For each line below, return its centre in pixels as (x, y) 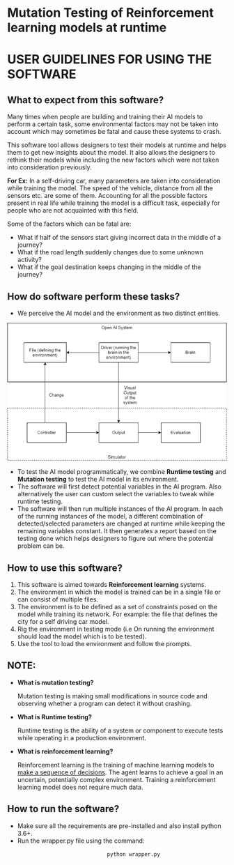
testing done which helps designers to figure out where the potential (115, 539)
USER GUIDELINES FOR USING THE (110, 60)
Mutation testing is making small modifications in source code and (112, 696)
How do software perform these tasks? (94, 297)
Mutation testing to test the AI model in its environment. (98, 480)
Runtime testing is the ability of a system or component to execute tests (120, 730)
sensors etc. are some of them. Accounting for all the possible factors (107, 196)
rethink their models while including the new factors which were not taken (113, 160)
